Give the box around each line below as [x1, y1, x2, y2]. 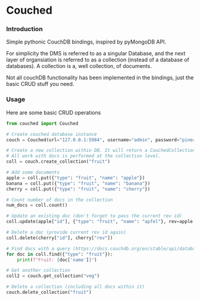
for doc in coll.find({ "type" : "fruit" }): [6, 251, 113, 257]
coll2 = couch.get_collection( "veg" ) [6, 273, 100, 279]
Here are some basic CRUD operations [6, 108, 101, 116]
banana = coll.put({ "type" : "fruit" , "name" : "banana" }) [6, 180, 151, 187]
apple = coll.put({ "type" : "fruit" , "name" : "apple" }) [6, 175, 145, 181]
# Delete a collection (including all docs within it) [6, 284, 145, 290]
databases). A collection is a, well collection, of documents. [6, 63, 152, 70]
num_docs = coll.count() [6, 202, 68, 209]
